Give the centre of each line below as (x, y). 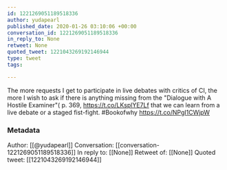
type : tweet (24, 59)
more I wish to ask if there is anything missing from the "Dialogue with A (109, 98)
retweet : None (28, 45)
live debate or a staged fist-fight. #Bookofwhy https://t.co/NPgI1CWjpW (108, 112)
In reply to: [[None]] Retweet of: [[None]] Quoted (147, 152)
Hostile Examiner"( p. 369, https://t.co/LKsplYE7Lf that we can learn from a (113, 105)
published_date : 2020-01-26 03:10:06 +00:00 (72, 26)
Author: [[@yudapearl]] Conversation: (61, 145)
